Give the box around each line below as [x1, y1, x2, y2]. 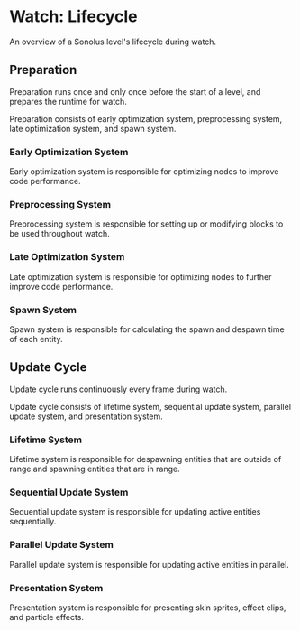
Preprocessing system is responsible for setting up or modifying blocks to [9, 218, 284, 229]
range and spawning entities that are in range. [9, 463, 180, 475]
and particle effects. [9, 611, 84, 622]
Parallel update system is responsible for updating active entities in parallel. [9, 559, 290, 570]
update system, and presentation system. [9, 411, 164, 422]
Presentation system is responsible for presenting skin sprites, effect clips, [9, 602, 286, 613]
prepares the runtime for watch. [9, 96, 128, 107]
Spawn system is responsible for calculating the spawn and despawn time [9, 323, 286, 335]
